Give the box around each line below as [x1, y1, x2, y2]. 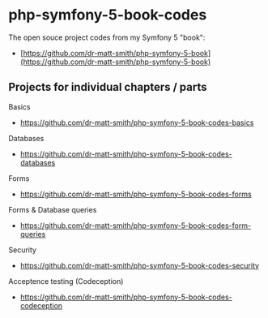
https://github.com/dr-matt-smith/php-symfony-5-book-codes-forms [19, 189, 253, 199]
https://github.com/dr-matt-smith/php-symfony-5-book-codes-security [19, 260, 260, 270]
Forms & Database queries [8, 204, 97, 214]
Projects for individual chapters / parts [8, 80, 207, 94]
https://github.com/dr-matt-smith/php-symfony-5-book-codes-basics [19, 118, 254, 127]
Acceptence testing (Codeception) [8, 276, 124, 286]
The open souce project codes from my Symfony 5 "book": [8, 32, 206, 42]
